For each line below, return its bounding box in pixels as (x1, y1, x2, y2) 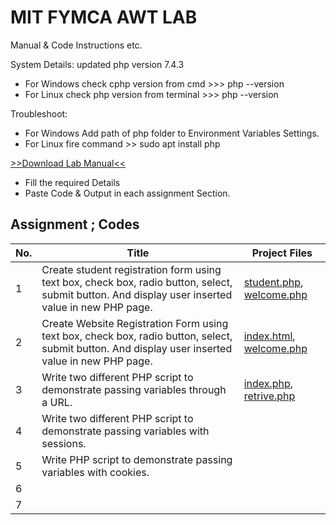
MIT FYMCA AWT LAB (10, 6, 198, 29)
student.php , (243, 275, 304, 289)
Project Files (251, 246, 313, 260)
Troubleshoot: (10, 107, 68, 120)
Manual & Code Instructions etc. (10, 39, 143, 51)
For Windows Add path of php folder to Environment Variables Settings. (24, 127, 320, 139)
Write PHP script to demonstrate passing (41, 452, 233, 466)
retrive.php (243, 389, 296, 403)
